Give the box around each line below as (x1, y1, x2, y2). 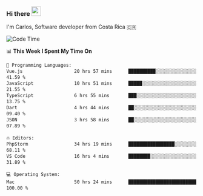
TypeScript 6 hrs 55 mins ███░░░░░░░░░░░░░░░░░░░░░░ (6, 93, 197, 99)
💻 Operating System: (6, 172, 61, 178)
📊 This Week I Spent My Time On (6, 47, 92, 55)
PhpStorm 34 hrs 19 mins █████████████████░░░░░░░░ (6, 141, 197, 147)
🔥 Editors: (6, 135, 35, 141)
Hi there (6, 9, 30, 18)
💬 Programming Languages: (6, 63, 72, 69)
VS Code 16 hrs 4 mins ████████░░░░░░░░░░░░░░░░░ (6, 154, 197, 160)
